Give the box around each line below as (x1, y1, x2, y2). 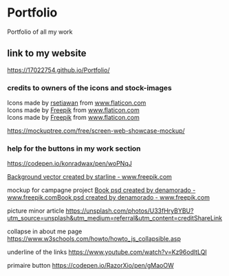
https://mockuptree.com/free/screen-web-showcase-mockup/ (7, 127, 186, 135)
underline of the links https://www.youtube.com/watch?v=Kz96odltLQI (7, 248, 208, 256)
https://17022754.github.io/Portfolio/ (7, 65, 110, 74)
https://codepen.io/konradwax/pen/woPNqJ (7, 160, 132, 168)
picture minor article (7, 206, 65, 215)
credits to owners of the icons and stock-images (7, 83, 172, 92)
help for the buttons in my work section (7, 143, 141, 153)
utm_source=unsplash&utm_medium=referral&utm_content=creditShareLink (7, 214, 223, 222)
